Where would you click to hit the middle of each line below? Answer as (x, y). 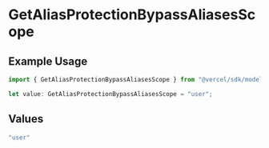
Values (26, 119)
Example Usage (48, 61)
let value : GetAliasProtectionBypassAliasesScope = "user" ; (111, 94)
